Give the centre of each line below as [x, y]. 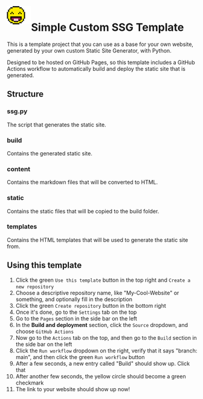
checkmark [30, 383]
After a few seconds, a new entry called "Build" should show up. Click [102, 363]
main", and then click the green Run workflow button [80, 357]
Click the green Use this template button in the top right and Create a [103, 280]
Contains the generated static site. [50, 153]
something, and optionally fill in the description [74, 299]
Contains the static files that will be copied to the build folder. [83, 211]
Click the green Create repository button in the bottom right [91, 305]
